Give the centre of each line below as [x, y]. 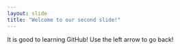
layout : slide [27, 13]
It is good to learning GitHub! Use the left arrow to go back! [90, 39]
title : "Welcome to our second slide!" [64, 20]
